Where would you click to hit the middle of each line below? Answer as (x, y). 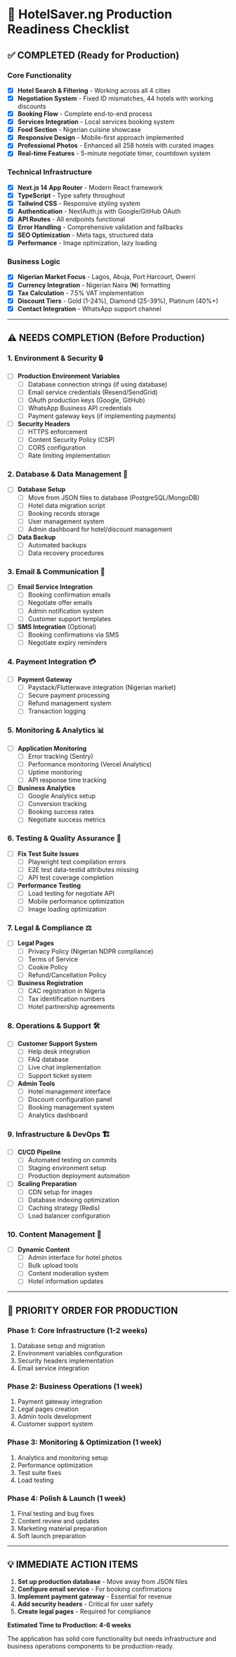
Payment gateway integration (60, 1402)
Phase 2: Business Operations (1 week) (75, 1386)
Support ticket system (60, 1075)
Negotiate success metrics (67, 820)
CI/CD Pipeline (39, 1152)
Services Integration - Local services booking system (96, 122)
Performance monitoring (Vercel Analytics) (90, 764)
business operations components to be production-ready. (91, 1646)
